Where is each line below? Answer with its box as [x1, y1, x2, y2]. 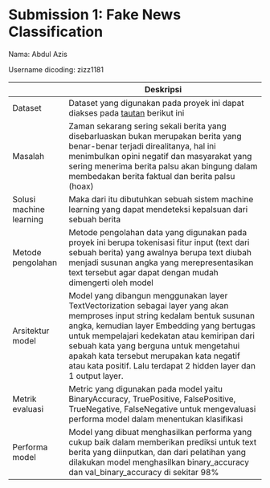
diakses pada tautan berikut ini [68, 107, 185, 118]
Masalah [12, 150, 45, 161]
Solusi [12, 193, 36, 205]
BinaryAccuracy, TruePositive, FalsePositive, [68, 393, 236, 405]
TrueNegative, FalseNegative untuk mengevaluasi [68, 403, 256, 414]
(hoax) [68, 181, 94, 192]
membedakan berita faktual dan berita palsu [68, 170, 235, 181]
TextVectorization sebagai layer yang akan [68, 299, 229, 311]
